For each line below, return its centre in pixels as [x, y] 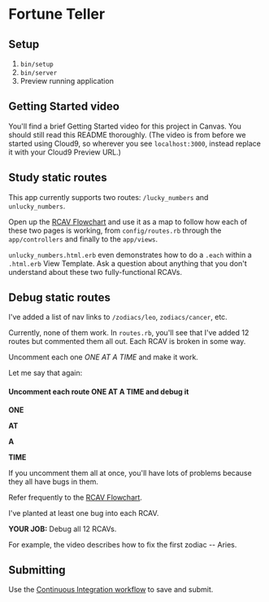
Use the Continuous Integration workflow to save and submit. [111, 590]
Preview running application [67, 81]
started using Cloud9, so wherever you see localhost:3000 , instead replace [135, 143]
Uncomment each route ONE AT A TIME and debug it [99, 392]
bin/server [39, 73]
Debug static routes [60, 298]
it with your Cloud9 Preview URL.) [65, 152]
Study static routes [58, 178]
